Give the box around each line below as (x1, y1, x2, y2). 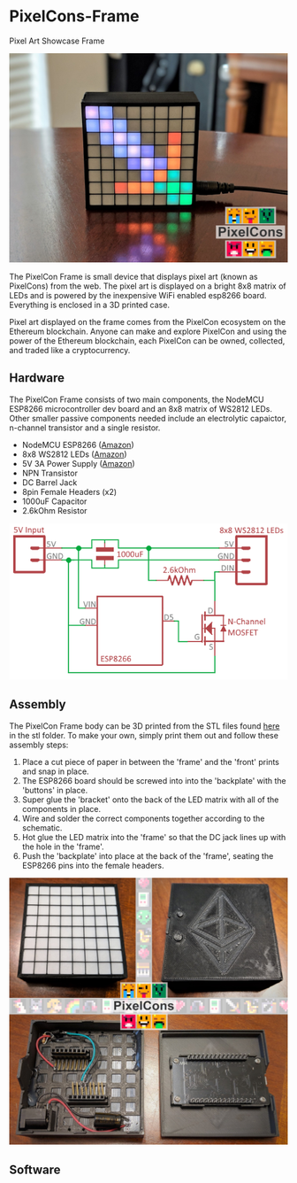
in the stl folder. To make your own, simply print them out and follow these (9, 730, 278, 740)
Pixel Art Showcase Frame (9, 35, 105, 46)
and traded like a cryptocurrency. (9, 344, 131, 355)
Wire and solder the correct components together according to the (21, 813, 265, 823)
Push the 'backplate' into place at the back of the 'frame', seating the (21, 850, 274, 861)
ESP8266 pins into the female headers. (21, 860, 165, 870)
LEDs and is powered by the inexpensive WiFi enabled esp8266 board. (9, 290, 267, 300)
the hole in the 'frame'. (21, 841, 104, 852)
